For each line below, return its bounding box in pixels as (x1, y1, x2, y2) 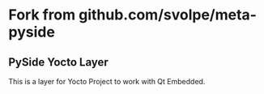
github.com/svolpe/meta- (78, 6, 258, 24)
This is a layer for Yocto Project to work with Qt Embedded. (8, 77, 206, 86)
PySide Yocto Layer (8, 55, 109, 69)
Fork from (8, 6, 76, 24)
